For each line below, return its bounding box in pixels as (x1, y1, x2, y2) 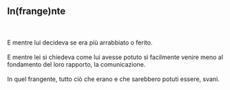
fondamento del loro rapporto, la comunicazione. (7, 60, 146, 68)
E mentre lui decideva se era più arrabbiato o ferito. (7, 38, 153, 47)
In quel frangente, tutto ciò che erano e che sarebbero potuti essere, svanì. (7, 75, 220, 83)
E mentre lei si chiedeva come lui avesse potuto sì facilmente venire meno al (7, 53, 224, 61)
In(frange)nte (7, 5, 66, 17)
